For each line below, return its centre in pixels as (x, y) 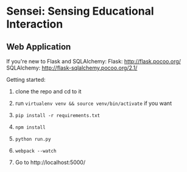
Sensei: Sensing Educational (80, 11)
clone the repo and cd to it (48, 91)
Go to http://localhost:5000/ (50, 162)
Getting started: (26, 80)
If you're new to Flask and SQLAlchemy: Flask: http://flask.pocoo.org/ (94, 61)
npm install (30, 127)
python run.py (33, 139)
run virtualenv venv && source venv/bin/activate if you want (94, 103)
